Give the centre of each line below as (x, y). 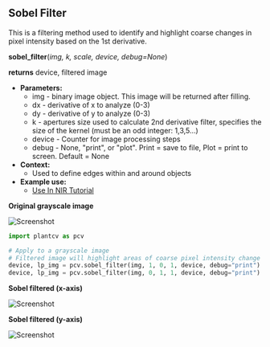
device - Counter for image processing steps (106, 139)
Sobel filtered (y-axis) (45, 320)
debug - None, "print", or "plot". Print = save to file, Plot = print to (140, 147)
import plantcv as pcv (46, 236)
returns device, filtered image (58, 72)
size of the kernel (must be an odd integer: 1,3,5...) (115, 130)
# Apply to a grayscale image (59, 251)
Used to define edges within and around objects (111, 173)
